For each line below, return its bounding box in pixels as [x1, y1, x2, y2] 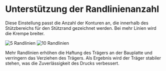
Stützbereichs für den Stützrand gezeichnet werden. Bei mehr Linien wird [5, 25, 156, 31]
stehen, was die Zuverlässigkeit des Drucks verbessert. [5, 60, 119, 66]
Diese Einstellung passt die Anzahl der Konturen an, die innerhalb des [5, 20, 148, 26]
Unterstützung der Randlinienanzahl [5, 3, 159, 15]
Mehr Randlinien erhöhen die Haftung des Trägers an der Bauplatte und [5, 50, 152, 56]
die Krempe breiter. [5, 30, 45, 36]
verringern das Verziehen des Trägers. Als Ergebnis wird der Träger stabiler [5, 55, 161, 61]
